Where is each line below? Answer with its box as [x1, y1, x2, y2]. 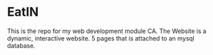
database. [7, 41, 36, 49]
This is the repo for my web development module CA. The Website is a [7, 27, 207, 35]
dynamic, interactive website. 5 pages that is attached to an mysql [7, 34, 194, 42]
